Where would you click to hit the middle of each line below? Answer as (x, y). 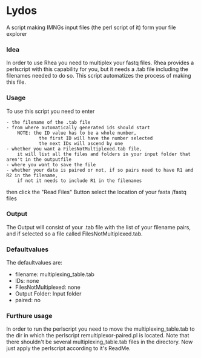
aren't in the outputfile (39, 159)
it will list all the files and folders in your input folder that (104, 154)
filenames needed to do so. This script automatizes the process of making (99, 76)
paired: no (28, 300)
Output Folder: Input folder (48, 294)
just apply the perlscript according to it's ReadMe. (69, 348)
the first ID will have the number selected (96, 138)
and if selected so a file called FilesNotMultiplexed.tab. (75, 234)
